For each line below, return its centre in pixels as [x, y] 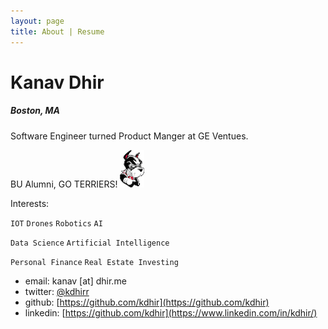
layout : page [37, 21]
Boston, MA [35, 111]
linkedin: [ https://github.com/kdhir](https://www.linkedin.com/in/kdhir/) [171, 312]
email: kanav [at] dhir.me [75, 281]
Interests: [30, 203]
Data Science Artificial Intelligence [90, 243]
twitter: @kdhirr [57, 291]
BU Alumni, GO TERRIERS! [64, 184]
